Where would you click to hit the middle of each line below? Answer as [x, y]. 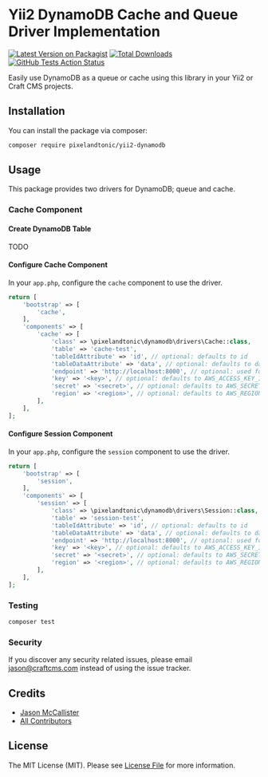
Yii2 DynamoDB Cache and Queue [123, 15]
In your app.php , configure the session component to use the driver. [119, 452]
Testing [23, 605]
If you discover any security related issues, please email [100, 660]
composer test [32, 622]
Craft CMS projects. [41, 86]
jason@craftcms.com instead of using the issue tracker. [100, 669]
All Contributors [45, 721]
